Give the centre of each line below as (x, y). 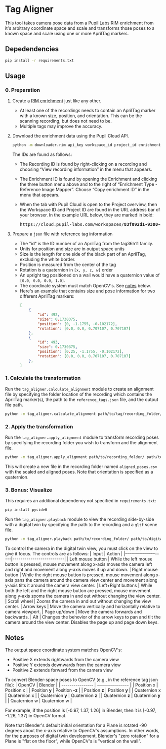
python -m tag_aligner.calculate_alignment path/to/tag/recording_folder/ (84, 414)
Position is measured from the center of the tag (68, 265)
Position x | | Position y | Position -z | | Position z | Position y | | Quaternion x (83, 690)
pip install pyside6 (26, 510)
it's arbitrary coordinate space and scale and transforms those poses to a (80, 28)
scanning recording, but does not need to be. (66, 121)
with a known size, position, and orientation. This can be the (81, 116)
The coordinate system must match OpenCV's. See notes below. (85, 286)
